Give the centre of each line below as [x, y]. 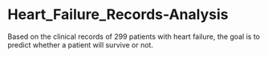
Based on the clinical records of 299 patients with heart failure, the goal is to [134, 36]
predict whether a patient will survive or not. [81, 44]
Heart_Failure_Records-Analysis [118, 15]
